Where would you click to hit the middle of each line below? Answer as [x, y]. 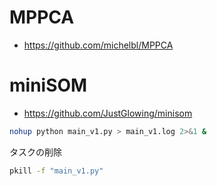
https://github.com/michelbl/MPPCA [98, 45]
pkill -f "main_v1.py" [56, 171]
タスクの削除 [35, 152]
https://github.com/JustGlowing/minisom [108, 113]
